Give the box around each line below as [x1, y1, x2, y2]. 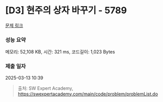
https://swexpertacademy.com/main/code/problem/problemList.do [17, 91, 158, 97]
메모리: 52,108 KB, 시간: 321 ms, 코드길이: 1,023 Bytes [5, 49, 116, 55]
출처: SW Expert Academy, [17, 85, 73, 91]
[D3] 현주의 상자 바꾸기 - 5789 [5, 5, 127, 16]
